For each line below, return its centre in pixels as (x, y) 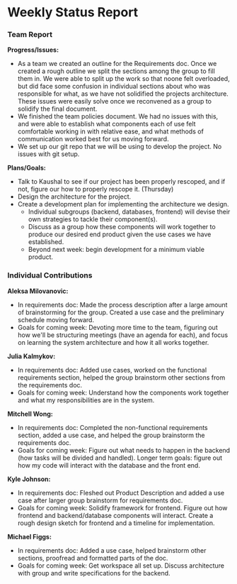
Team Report (30, 35)
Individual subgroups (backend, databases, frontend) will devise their (129, 212)
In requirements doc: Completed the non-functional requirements (112, 427)
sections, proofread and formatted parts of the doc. (93, 558)
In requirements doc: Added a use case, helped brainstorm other (112, 550)
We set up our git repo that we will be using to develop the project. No (120, 147)
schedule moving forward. (56, 319)
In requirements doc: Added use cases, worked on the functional (112, 370)
